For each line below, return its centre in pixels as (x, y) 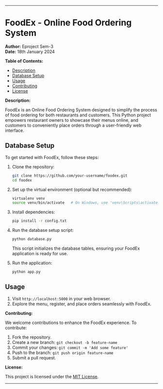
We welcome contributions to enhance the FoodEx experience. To (71, 323)
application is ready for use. (40, 253)
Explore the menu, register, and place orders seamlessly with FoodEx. (82, 304)
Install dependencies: (33, 212)
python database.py (32, 239)
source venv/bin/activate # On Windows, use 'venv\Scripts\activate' (86, 203)
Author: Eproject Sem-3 (29, 46)
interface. (15, 130)
